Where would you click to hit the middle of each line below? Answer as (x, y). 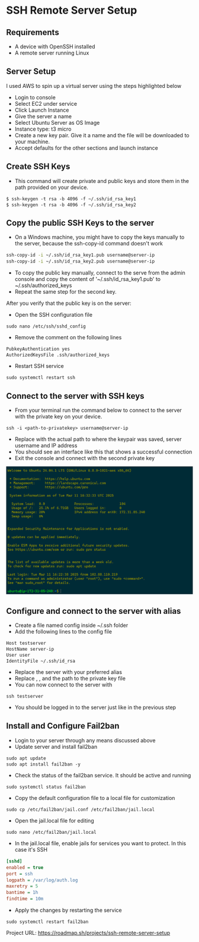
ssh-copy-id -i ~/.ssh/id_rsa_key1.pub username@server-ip (81, 255)
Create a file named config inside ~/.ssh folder (71, 625)
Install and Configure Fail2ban (63, 726)
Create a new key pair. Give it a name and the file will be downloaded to (102, 135)
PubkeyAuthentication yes (38, 349)
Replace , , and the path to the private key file (70, 679)
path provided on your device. (52, 187)
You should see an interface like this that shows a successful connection (103, 452)
